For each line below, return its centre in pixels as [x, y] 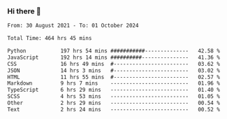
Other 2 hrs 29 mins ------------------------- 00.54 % [113, 103]
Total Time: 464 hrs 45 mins [50, 38]
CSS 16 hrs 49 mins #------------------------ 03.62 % [113, 64]
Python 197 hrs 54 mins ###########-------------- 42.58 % [113, 51]
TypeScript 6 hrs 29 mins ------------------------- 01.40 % [113, 90]
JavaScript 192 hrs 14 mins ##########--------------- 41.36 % [113, 57]
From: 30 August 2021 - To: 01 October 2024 [73, 26]
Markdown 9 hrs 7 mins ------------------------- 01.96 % [113, 83]
